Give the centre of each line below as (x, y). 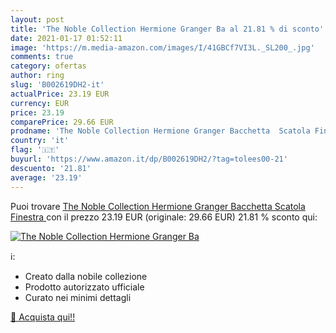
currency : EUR (40, 103)
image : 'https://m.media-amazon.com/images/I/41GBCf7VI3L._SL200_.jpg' (162, 47)
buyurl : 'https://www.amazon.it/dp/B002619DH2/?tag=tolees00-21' (149, 159)
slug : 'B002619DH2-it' (57, 85)
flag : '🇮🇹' (35, 150)
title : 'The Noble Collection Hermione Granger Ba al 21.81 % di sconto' (167, 29)
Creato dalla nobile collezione (86, 276)
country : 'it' (40, 141)
